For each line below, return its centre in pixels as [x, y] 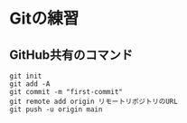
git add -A [30, 84]
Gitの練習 [44, 19]
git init [26, 76]
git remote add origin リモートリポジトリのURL [93, 101]
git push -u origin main [56, 109]
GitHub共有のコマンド [71, 55]
